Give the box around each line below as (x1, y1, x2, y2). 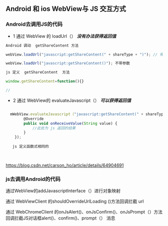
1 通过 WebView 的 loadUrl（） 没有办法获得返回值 (12, 33, 117, 39)
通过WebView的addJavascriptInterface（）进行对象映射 (5, 188, 121, 194)
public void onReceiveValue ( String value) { (23, 121, 118, 126)
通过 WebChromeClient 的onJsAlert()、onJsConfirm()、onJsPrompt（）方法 (5, 209, 163, 215)
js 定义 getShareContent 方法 (5, 70, 70, 75)
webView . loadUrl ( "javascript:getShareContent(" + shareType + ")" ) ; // (5, 52, 158, 57)
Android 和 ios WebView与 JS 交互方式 (5, 4, 126, 13)
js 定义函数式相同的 (12, 144, 49, 149)
